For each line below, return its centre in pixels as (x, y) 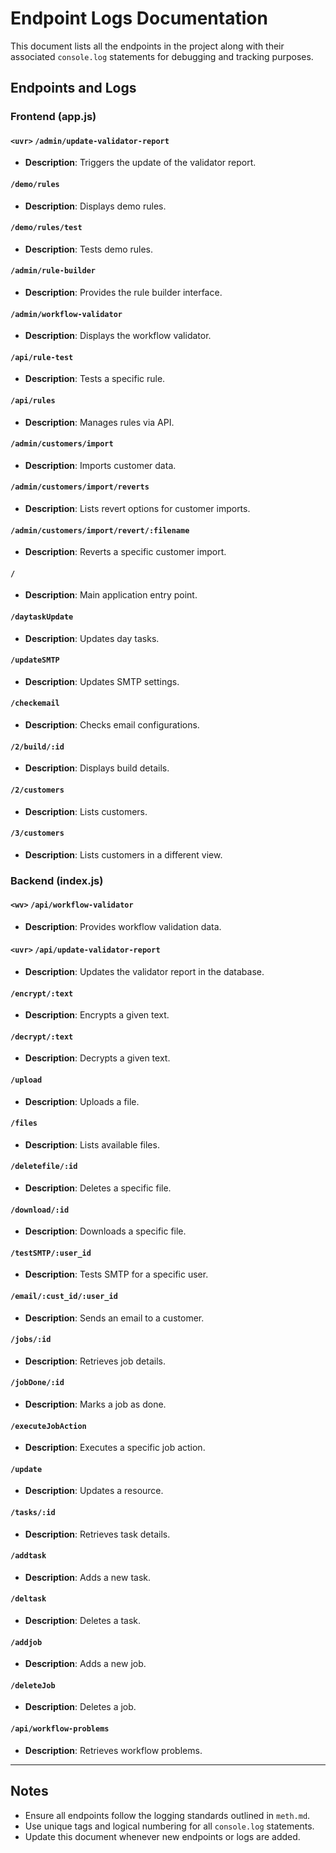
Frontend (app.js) (53, 117)
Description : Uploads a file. (82, 1101)
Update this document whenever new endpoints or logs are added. (162, 1836)
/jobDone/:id (37, 1383)
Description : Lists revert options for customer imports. (137, 509)
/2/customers (37, 790)
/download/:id (40, 1210)
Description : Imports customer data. (100, 465)
